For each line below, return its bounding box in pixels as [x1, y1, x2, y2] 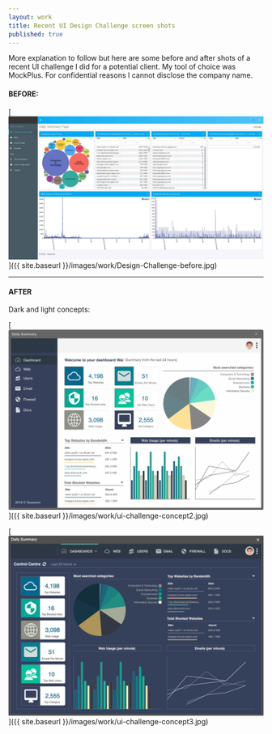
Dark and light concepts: [8, 304, 91, 315]
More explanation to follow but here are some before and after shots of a [8, 53, 251, 63]
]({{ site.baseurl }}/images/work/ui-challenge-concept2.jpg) [8, 511, 209, 521]
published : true [8, 30, 63, 38]
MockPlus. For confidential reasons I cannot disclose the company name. [8, 70, 253, 80]
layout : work [8, 13, 53, 21]
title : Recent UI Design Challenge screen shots [8, 21, 176, 30]
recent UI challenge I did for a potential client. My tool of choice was [8, 62, 236, 72]
